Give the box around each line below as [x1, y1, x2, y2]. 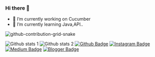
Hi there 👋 [5, 5, 30, 12]
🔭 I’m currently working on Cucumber [12, 16, 91, 22]
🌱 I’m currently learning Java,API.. [12, 21, 83, 27]
